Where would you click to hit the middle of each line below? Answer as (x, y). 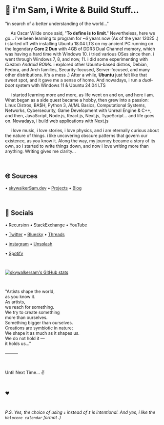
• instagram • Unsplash (29, 244)
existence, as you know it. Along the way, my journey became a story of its (80, 141)
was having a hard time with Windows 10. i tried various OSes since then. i (80, 54)
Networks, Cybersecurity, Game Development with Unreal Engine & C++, (79, 110)
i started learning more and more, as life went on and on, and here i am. (82, 95)
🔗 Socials (20, 213)
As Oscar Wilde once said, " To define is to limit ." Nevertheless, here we (83, 33)
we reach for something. (30, 307)
